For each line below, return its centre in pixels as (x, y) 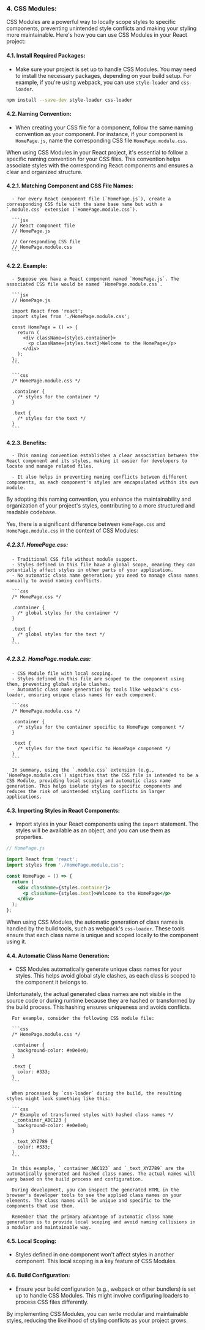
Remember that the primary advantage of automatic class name (93, 1217)
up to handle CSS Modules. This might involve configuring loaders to (102, 1295)
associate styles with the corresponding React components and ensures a (100, 165)
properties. (29, 837)
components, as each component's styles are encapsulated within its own (102, 482)
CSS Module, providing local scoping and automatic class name (89, 781)
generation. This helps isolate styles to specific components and (94, 786)
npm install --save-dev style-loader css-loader (69, 100)
